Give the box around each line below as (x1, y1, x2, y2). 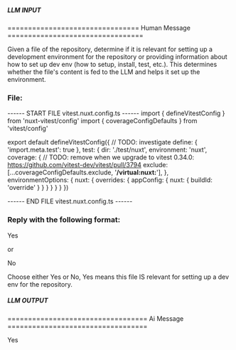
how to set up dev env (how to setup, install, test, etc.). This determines (7, 60, 218, 68)
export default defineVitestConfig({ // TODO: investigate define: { (7, 138, 198, 147)
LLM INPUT (7, 6, 41, 14)
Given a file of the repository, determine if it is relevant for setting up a (7, 45, 213, 53)
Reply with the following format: (7, 215, 121, 225)
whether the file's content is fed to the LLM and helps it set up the (7, 68, 200, 76)
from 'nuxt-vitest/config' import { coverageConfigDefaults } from (7, 117, 198, 125)
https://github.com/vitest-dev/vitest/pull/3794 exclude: (7, 161, 168, 169)
